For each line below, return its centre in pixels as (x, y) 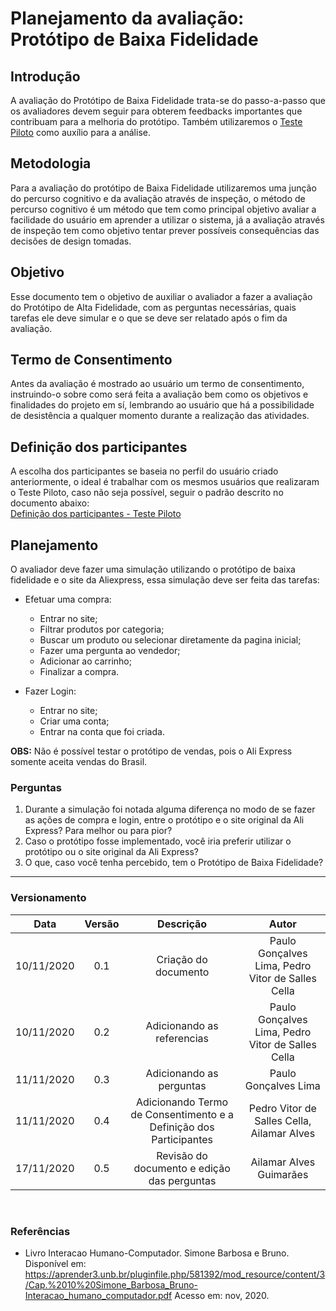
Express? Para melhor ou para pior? (98, 831)
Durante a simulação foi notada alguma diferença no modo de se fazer (170, 809)
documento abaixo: (50, 503)
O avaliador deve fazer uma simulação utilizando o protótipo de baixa (153, 569)
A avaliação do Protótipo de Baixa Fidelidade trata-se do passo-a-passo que (168, 100)
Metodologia (51, 163)
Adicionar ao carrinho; (85, 661)
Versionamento (48, 898)
